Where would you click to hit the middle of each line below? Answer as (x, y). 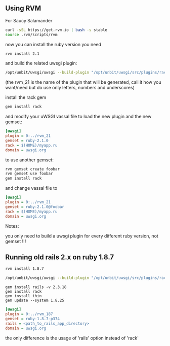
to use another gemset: (30, 160)
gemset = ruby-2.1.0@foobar (35, 207)
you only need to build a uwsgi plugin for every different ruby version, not (82, 236)
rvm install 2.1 (22, 54)
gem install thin (24, 296)
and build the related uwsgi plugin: (41, 63)
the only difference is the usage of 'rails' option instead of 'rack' (72, 338)
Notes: (12, 226)
